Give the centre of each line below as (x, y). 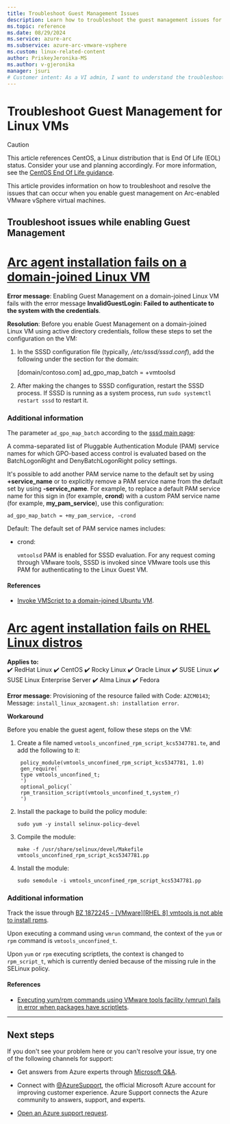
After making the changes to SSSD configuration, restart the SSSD (111, 386)
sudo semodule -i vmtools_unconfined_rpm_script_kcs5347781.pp (109, 881)
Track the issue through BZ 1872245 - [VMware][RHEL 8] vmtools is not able (115, 913)
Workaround (25, 716)
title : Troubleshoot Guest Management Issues (73, 13)
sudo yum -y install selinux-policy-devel (78, 824)
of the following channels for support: (60, 1059)
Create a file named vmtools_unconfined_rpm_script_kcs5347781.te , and (118, 743)
